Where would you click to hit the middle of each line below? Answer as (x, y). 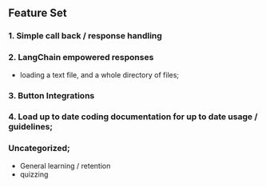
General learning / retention (65, 165)
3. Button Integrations (52, 95)
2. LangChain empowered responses (81, 58)
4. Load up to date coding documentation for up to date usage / (133, 117)
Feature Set (38, 13)
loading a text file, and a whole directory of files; (99, 74)
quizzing (34, 174)
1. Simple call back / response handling (85, 36)
